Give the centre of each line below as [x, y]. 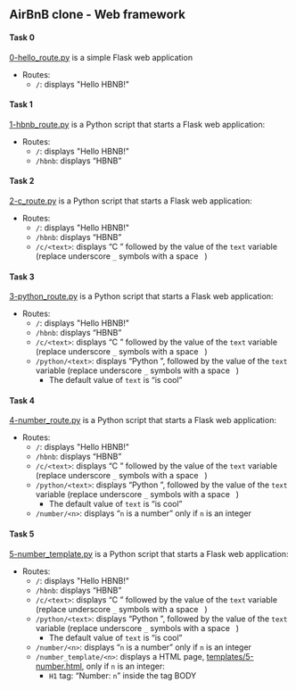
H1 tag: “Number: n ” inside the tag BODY [123, 675]
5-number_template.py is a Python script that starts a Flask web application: [149, 553]
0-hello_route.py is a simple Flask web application [101, 57]
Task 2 [22, 181]
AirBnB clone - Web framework [97, 15]
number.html [59, 666]
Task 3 [22, 277]
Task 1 [21, 104]
